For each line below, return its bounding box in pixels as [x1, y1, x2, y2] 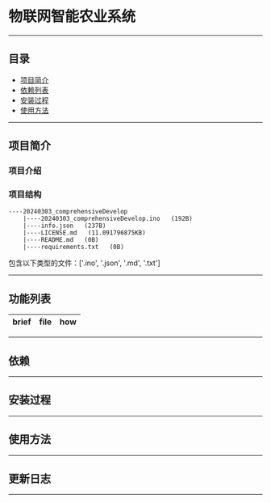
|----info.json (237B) [23, 222, 106, 230]
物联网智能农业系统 [8, 7, 136, 26]
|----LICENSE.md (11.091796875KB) [23, 229, 147, 237]
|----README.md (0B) [23, 236, 99, 244]
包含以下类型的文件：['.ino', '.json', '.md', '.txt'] [8, 258, 161, 268]
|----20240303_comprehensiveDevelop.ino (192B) [23, 215, 194, 223]
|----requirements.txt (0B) [23, 243, 125, 251]
